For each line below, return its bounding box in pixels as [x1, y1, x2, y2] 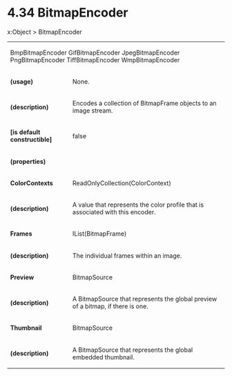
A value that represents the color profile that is [72, 200, 204, 209]
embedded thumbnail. [72, 352, 135, 361]
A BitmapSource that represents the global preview [72, 295, 217, 303]
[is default [10, 128, 41, 136]
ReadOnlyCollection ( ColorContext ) [72, 178, 171, 187]
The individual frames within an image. [72, 251, 182, 260]
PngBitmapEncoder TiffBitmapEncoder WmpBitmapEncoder [10, 55, 180, 64]
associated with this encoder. [72, 208, 156, 216]
